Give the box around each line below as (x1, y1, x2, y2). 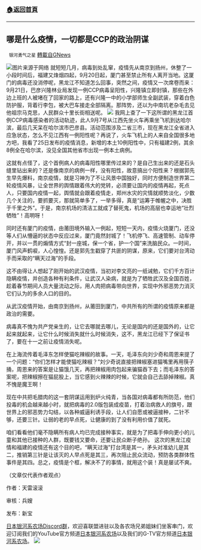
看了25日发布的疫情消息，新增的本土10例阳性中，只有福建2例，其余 (26, 139, 194, 147)
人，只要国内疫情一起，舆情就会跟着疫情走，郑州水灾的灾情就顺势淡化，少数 (6, 189, 195, 196)
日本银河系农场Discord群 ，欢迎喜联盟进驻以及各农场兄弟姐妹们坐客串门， (6, 522, 188, 530)
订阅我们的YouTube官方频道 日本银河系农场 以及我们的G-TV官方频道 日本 (11, 530, 187, 537)
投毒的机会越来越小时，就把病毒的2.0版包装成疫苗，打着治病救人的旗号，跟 (6, 401, 193, 408)
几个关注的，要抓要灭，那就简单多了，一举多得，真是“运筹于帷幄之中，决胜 (6, 197, 193, 204)
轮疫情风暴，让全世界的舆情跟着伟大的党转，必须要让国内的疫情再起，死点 (6, 182, 190, 189)
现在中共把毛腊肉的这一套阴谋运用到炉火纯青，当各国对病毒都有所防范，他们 (6, 393, 195, 400)
